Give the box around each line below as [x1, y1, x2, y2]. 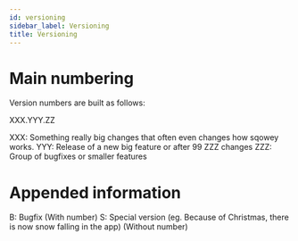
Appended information [9, 182, 181, 203]
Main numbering [9, 68, 134, 88]
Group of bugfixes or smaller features [9, 151, 147, 162]
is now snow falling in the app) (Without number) [9, 221, 189, 232]
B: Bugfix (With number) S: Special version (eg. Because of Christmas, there [9, 212, 290, 223]
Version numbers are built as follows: [9, 97, 145, 108]
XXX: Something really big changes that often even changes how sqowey [9, 132, 279, 143]
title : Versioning [9, 29, 78, 38]
